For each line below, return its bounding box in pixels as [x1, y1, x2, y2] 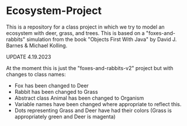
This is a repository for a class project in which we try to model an [6, 23, 165, 30]
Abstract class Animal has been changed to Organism [14, 94, 144, 101]
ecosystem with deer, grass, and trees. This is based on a [6, 29, 145, 36]
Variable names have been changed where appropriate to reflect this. [14, 100, 182, 107]
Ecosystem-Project [6, 4, 102, 17]
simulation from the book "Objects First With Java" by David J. [26, 36, 177, 43]
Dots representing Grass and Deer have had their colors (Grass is [14, 107, 172, 114]
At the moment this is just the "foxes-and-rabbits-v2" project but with [6, 64, 174, 71]
